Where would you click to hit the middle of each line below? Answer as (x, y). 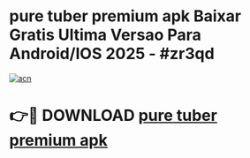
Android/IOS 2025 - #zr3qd (112, 54)
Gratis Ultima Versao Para (105, 35)
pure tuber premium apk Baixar (125, 16)
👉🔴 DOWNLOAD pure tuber (114, 116)
